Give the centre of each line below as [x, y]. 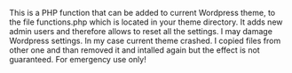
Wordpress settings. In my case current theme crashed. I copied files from [145, 40]
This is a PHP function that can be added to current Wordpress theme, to [142, 13]
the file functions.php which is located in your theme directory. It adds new [146, 22]
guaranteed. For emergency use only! [78, 59]
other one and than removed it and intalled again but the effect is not [134, 50]
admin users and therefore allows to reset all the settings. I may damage [141, 31]
